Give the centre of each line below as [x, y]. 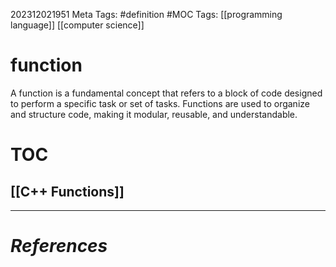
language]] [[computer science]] [77, 25]
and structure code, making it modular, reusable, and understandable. [154, 114]
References [59, 246]
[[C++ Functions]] [67, 191]
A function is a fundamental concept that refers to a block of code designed [166, 93]
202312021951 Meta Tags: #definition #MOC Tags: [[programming [146, 14]
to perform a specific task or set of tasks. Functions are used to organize [160, 103]
